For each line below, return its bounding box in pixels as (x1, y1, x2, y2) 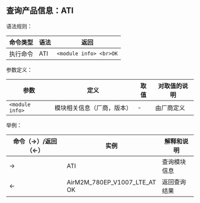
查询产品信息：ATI (6, 5, 74, 16)
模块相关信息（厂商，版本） (54, 104, 133, 112)
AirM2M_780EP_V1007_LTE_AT (66, 178, 157, 186)
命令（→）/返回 (12, 137, 58, 145)
